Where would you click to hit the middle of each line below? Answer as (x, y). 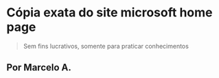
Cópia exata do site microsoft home (109, 13)
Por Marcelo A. (39, 67)
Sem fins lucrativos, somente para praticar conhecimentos (106, 46)
